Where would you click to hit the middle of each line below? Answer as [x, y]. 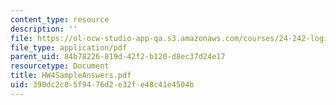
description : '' [44, 29]
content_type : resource [60, 19]
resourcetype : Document [60, 66]
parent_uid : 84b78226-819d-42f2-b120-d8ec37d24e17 [118, 57]
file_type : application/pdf [69, 47]
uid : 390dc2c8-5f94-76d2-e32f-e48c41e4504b [102, 85]
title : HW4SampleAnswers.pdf [71, 76]
